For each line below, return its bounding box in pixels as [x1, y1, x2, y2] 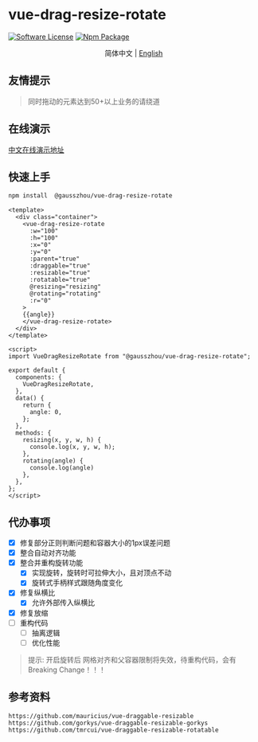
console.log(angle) [29, 464, 94, 472]
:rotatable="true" [29, 276, 91, 284]
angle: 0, [29, 408, 62, 416]
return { [22, 401, 52, 409]
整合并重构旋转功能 [19, 558, 84, 568]
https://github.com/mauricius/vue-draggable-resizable [8, 712, 194, 720]
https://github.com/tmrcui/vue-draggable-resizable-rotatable [8, 726, 219, 734]
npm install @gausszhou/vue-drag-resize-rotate [8, 192, 173, 200]
